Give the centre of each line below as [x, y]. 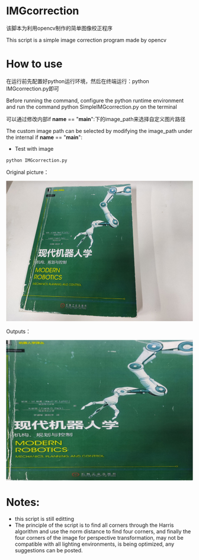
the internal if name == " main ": [44, 137]
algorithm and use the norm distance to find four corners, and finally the [103, 531]
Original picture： [28, 172]
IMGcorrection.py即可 [33, 88]
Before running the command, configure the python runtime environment [95, 100]
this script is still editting [44, 519]
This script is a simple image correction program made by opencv [86, 40]
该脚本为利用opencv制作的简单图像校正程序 [59, 28]
